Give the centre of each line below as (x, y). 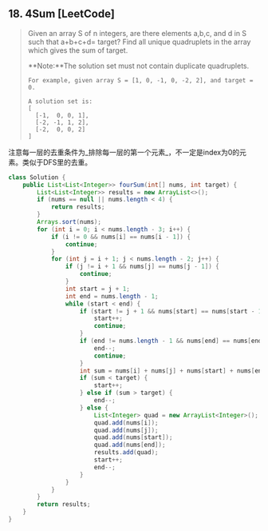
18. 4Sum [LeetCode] (62, 14)
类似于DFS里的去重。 (57, 162)
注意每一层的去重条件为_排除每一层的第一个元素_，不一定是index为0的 (124, 152)
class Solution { (37, 177)
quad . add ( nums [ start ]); (133, 437)
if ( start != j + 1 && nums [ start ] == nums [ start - (167, 311)
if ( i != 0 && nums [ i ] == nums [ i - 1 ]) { (121, 237)
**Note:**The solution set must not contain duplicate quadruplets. (138, 66)
